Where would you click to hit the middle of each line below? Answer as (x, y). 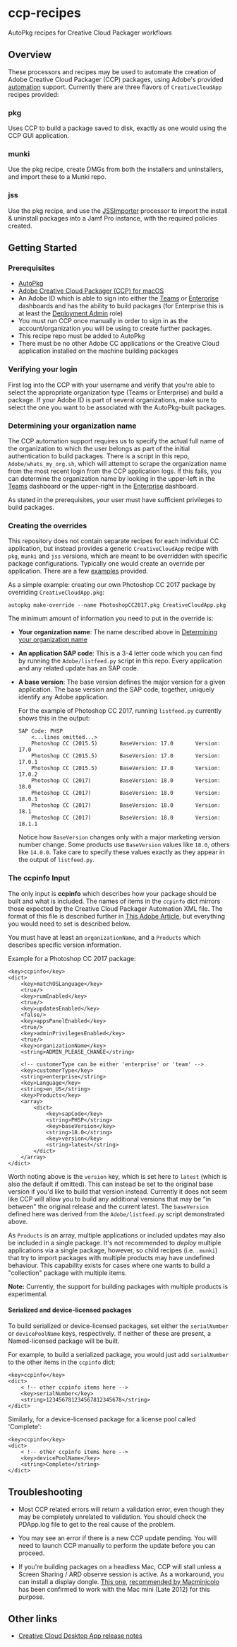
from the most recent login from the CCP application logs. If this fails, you (115, 471)
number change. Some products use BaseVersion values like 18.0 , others (124, 845)
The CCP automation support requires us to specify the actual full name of (116, 441)
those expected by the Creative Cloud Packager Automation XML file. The (115, 908)
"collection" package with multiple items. (68, 1273)
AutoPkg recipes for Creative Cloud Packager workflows (90, 33)
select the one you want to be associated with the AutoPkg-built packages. (117, 407)
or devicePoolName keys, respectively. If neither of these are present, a (109, 1333)
